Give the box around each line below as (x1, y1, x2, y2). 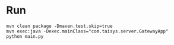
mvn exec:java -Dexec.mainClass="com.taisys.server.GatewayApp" (6, 28, 169, 34)
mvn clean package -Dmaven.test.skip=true (6, 23, 113, 29)
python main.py (6, 33, 44, 39)
